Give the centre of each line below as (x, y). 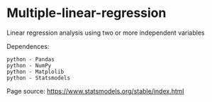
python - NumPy (29, 65)
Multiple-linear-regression (87, 13)
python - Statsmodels (39, 78)
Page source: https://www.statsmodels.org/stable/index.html (95, 91)
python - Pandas (30, 59)
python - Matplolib (35, 72)
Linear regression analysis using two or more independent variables (106, 33)
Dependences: (28, 46)
